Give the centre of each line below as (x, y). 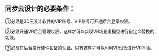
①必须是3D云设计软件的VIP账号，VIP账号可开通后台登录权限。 (69, 21)
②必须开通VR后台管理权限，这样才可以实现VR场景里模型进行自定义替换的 (80, 31)
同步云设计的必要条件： (40, 9)
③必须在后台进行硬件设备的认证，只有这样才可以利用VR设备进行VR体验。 (80, 48)
